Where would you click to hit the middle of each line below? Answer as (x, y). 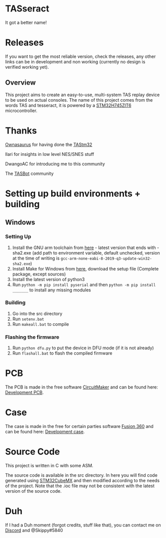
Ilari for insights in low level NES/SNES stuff (50, 154)
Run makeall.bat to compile (41, 324)
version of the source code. (34, 491)
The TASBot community (29, 173)
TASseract (27, 9)
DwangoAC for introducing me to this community (55, 164)
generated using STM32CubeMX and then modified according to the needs (83, 480)
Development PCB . (24, 393)
